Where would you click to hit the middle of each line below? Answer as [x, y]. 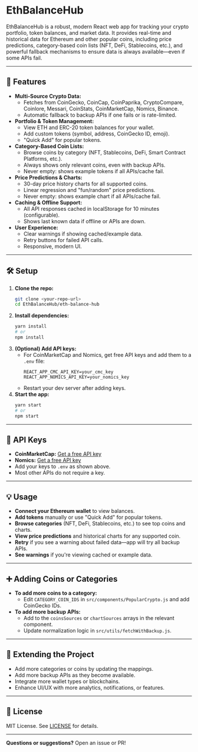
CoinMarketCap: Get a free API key [58, 454]
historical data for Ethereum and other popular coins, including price [89, 39]
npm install [29, 337]
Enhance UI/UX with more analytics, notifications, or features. [90, 687]
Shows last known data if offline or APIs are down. [85, 221]
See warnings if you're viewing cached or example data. [83, 555]
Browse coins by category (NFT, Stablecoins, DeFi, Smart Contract [104, 152]
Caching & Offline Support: [48, 202]
